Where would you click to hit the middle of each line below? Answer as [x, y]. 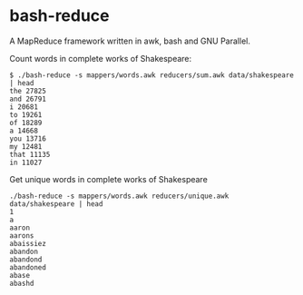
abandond [26, 260]
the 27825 [28, 91]
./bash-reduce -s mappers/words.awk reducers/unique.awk [119, 196]
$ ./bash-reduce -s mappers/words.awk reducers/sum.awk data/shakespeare [152, 75]
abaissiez [28, 243]
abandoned [28, 267]
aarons [22, 236]
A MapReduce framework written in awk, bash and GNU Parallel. [130, 41]
